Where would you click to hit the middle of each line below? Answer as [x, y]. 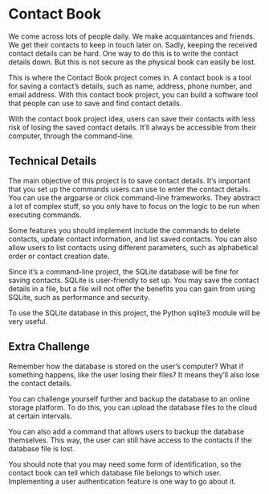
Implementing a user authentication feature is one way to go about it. [122, 481]
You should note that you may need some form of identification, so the [125, 464]
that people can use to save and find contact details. [95, 103]
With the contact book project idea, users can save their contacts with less [132, 118]
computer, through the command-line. [71, 136]
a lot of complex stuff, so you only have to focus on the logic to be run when [134, 206]
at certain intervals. [40, 416]
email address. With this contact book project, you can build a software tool [133, 94]
